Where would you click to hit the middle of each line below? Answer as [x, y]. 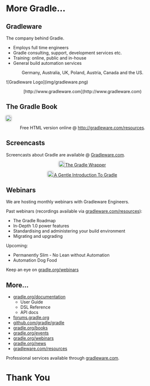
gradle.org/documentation [39, 297]
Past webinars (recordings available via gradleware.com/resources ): [74, 211]
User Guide [32, 302]
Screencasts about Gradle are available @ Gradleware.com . [66, 154]
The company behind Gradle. [35, 38]
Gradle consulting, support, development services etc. [67, 53]
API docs [29, 312]
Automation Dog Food [35, 260]
